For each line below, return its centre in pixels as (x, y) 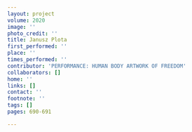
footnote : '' (26, 99)
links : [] (22, 86)
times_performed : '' (37, 60)
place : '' (22, 53)
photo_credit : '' (33, 33)
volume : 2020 (26, 20)
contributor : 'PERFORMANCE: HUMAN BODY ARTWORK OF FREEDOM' (97, 66)
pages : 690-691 (29, 112)
